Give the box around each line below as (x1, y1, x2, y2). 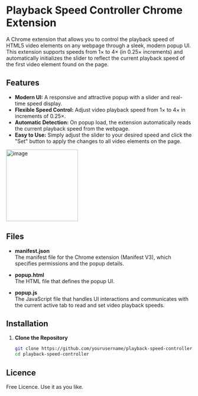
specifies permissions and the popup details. (14, 259, 124, 267)
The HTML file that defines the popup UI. (14, 277, 115, 284)
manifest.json (14, 247, 50, 254)
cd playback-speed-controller (14, 351, 90, 358)
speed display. (27, 100, 63, 107)
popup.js (14, 289, 37, 296)
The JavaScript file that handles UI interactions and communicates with (14, 295, 189, 302)
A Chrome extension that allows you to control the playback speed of (6, 35, 174, 43)
